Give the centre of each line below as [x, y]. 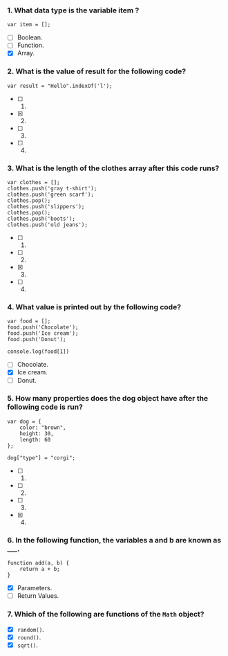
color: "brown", [43, 428]
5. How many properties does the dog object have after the [108, 399]
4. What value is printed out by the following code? [94, 307]
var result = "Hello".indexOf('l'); [60, 86]
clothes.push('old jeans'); [48, 225]
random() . [31, 629]
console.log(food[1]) [38, 352]
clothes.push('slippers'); [46, 207]
